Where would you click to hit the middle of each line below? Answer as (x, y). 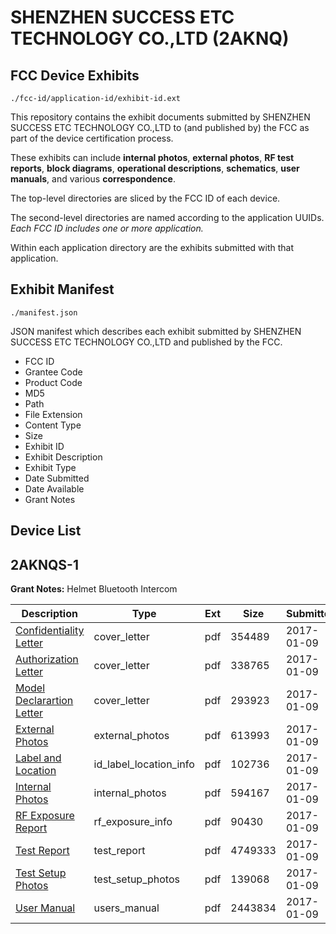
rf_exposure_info (133, 822)
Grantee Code (53, 372)
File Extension (53, 414)
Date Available (54, 488)
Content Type (53, 425)
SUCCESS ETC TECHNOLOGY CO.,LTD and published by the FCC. (146, 342)
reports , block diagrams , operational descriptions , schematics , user (155, 168)
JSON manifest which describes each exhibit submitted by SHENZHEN (156, 331)
